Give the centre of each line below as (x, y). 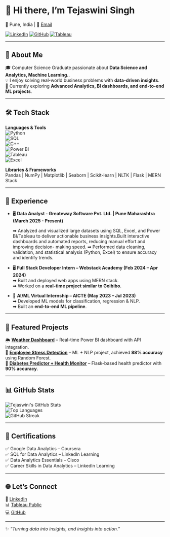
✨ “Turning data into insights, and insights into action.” (63, 529)
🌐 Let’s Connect (31, 487)
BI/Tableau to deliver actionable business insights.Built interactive (81, 236)
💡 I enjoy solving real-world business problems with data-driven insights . (82, 80)
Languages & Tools (26, 127)
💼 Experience (27, 201)
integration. (17, 347)
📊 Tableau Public (24, 505)
